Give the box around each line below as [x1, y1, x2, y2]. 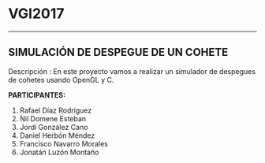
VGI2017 [8, 5, 65, 23]
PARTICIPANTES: [8, 90, 65, 99]
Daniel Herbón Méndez [19, 131, 95, 140]
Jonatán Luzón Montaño [19, 147, 99, 157]
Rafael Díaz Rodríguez [19, 106, 92, 115]
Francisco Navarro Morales [19, 139, 109, 148]
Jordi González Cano [19, 122, 88, 132]
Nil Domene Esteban [19, 113, 87, 123]
